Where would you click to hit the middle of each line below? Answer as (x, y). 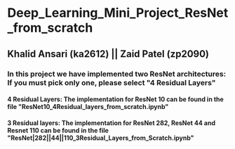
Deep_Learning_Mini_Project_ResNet (118, 13)
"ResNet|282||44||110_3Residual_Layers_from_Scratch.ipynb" (101, 138)
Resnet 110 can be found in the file (58, 130)
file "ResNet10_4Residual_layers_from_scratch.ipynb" (88, 107)
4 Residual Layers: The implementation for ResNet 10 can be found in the (116, 99)
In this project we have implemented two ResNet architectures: (117, 74)
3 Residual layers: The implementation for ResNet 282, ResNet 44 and (112, 123)
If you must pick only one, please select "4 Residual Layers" (112, 82)
